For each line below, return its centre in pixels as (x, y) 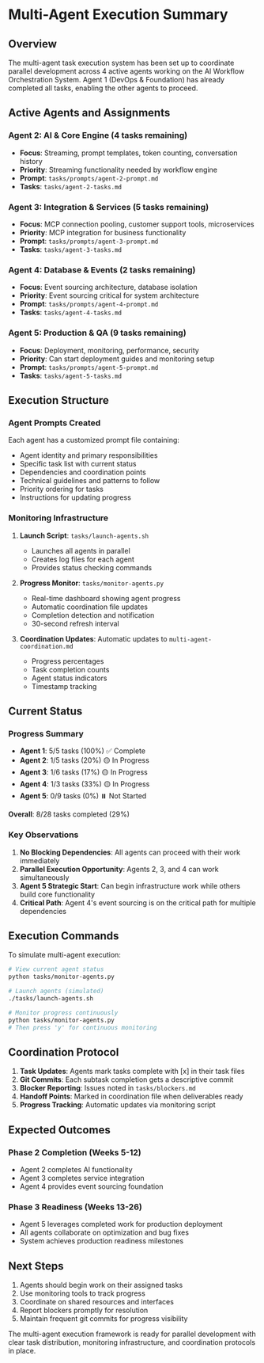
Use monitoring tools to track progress (83, 1293)
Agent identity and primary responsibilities (89, 455)
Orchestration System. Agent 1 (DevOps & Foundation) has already (117, 80)
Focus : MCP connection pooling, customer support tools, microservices (137, 224)
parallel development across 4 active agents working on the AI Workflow (126, 71)
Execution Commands (64, 936)
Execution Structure (58, 400)
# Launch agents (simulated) (56, 992)
